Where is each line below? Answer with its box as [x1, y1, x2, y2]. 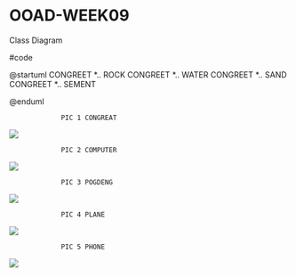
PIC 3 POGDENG [60, 177, 114, 187]
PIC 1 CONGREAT [60, 113, 117, 122]
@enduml [9, 95, 44, 107]
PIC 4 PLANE [60, 210, 105, 219]
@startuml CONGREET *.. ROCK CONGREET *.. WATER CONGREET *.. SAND [9, 69, 287, 80]
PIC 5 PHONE [60, 242, 105, 251]
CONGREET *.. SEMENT [9, 78, 96, 89]
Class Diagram [9, 35, 63, 45]
